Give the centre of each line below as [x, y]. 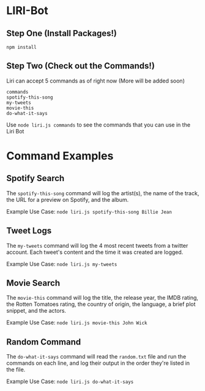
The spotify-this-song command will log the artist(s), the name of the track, [103, 193]
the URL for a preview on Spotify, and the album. [68, 199]
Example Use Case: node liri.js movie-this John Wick [77, 322]
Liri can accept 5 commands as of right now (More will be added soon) [95, 81]
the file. [16, 370]
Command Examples [60, 156]
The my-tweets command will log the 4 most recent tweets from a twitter [97, 245]
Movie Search [33, 283]
